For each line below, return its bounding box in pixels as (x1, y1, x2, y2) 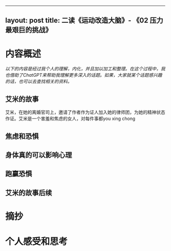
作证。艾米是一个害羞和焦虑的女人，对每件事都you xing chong (5, 115, 135, 122)
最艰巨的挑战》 (5, 26, 52, 35)
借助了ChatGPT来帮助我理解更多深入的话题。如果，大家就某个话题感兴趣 (9, 72, 162, 78)
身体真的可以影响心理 (5, 150, 72, 159)
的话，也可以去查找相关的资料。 (5, 78, 72, 84)
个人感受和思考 (5, 236, 68, 247)
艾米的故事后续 (5, 189, 52, 197)
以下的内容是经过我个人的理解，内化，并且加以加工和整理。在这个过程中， (5, 66, 161, 72)
